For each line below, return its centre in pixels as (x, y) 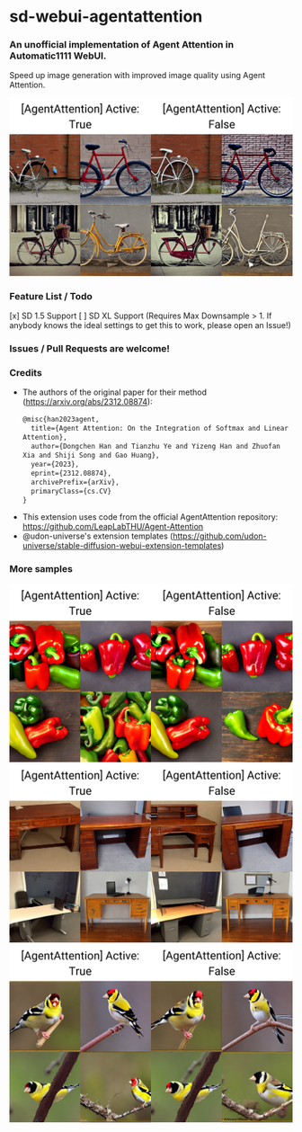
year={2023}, (55, 465)
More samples (41, 569)
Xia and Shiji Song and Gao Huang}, (91, 456)
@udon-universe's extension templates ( (98, 536)
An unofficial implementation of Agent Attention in (122, 45)
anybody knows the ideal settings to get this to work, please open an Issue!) (151, 325)
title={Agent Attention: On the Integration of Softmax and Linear (160, 429)
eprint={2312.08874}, (71, 474)
